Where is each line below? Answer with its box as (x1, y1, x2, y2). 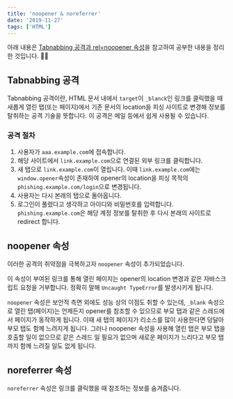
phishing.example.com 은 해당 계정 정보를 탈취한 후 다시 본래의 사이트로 (17, 209, 211, 217)
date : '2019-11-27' (7, 17, 64, 24)
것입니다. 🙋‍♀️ (14, 52, 49, 60)
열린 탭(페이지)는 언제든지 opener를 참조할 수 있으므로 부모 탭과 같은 (14, 307, 201, 315)
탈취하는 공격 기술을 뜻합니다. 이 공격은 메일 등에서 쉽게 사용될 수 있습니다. (7, 112, 209, 120)
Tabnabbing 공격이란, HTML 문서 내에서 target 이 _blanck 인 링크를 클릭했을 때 (7, 94, 223, 103)
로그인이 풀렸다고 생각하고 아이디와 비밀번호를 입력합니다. (17, 200, 174, 209)
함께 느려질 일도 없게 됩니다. (19, 342, 97, 350)
